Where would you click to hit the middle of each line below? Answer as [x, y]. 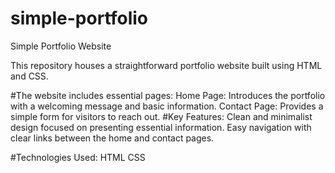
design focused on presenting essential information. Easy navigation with [161, 127]
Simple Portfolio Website [61, 46]
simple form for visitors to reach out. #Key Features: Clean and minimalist [161, 116]
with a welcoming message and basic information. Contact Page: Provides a [167, 106]
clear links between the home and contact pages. [112, 138]
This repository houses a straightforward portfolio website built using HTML [166, 65]
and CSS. [29, 76]
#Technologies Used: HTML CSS [78, 157]
